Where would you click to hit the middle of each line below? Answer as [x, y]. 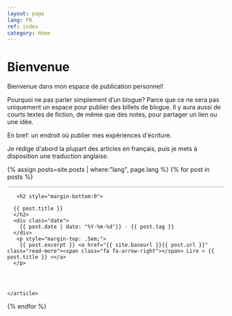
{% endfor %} [27, 306]
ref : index [23, 26]
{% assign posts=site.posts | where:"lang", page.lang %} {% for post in [108, 170]
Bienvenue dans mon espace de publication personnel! [85, 87]
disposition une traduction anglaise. [58, 156]
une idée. [20, 122]
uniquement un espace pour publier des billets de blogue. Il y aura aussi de [114, 107]
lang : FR [20, 20]
